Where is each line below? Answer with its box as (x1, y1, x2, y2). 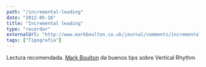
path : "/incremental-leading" (6, 9, 84, 15)
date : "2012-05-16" (6, 15, 56, 21)
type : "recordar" (6, 26, 51, 32)
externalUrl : (6, 32, 40, 38)
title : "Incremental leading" (6, 20, 84, 26)
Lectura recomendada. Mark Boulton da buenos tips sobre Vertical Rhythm (6, 54, 196, 61)
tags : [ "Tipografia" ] (6, 37, 62, 43)
